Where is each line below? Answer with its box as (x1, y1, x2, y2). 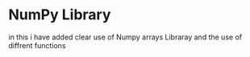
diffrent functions (8, 40, 66, 50)
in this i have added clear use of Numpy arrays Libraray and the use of (8, 32, 243, 42)
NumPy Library (8, 6, 111, 24)
